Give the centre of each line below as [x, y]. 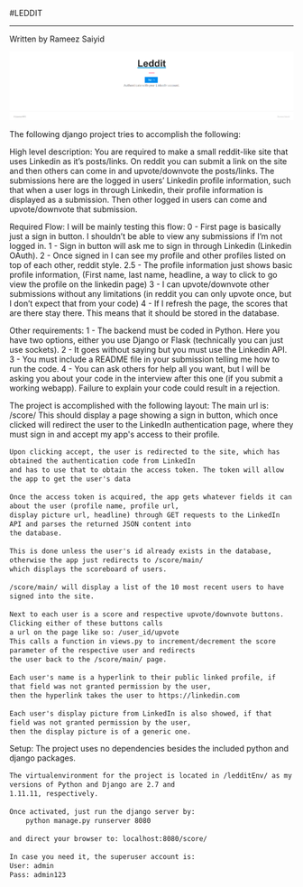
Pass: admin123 [38, 875]
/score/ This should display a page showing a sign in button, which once [144, 415]
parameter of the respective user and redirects [102, 651]
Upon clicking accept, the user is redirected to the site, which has [145, 452]
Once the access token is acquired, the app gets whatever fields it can [151, 497]
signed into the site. [52, 596]
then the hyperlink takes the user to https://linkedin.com [125, 696]
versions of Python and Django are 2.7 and [92, 785]
